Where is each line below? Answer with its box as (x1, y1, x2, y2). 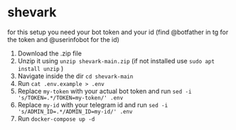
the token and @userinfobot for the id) (7, 35, 119, 43)
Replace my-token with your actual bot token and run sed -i (17, 87, 192, 95)
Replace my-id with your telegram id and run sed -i (17, 100, 168, 109)
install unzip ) (17, 64, 64, 72)
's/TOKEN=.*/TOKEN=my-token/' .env (17, 94, 124, 102)
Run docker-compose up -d (17, 114, 95, 123)
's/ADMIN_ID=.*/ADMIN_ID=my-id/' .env (17, 108, 133, 115)
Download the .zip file (17, 49, 82, 58)
